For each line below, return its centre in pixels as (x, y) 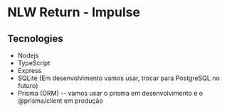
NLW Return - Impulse (74, 12)
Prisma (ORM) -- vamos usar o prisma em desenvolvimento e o (110, 93)
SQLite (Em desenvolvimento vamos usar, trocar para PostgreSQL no (119, 78)
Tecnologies (35, 39)
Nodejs (28, 55)
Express (30, 71)
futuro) (28, 85)
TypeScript (34, 63)
